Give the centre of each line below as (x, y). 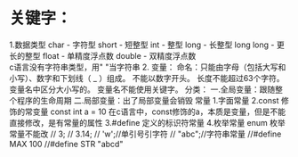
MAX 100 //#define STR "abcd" (66, 144)
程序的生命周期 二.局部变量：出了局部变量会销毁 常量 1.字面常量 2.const (148, 100)
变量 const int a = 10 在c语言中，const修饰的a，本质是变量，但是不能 (159, 112)
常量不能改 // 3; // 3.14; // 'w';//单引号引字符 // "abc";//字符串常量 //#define (145, 134)
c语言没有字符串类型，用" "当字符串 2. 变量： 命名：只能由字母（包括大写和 (148, 67)
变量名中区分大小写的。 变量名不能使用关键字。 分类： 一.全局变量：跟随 (142, 89)
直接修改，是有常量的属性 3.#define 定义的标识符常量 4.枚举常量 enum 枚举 (148, 122)
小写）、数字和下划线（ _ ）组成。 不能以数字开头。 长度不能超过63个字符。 (147, 78)
